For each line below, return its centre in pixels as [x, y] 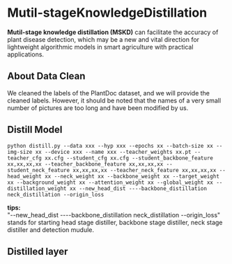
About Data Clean [46, 76]
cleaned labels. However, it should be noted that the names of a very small [114, 100]
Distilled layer [38, 251]
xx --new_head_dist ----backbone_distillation [138, 188]
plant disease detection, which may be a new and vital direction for [103, 39]
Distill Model [35, 130]
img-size [20, 152]
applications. [25, 54]
